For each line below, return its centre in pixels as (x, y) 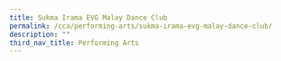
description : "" (40, 34)
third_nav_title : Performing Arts (75, 43)
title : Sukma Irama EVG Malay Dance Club (89, 17)
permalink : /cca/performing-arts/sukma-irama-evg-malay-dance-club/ (141, 26)
